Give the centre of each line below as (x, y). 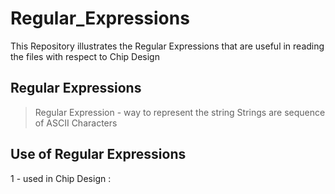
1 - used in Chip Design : (61, 178)
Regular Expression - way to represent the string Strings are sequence (180, 112)
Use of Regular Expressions (98, 154)
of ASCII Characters (76, 123)
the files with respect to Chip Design (85, 56)
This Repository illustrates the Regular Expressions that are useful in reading (167, 46)
